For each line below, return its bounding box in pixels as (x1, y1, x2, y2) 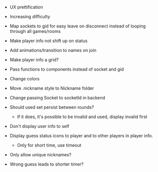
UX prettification (9, 4, 43, 10)
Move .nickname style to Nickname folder (9, 85, 94, 91)
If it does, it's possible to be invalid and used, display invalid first (17, 114, 148, 120)
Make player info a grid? (9, 57, 59, 63)
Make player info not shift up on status (9, 38, 88, 44)
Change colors (9, 76, 40, 81)
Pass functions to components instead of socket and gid (9, 66, 124, 72)
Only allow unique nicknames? (9, 152, 72, 157)
